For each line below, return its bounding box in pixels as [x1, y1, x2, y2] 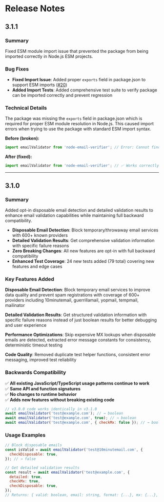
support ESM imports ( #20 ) [12, 82, 67, 88]
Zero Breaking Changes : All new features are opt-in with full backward [12, 248, 155, 253]
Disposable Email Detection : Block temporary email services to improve [5, 287, 150, 293]
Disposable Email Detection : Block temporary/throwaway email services [12, 227, 159, 233]
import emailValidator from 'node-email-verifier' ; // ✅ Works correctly [5, 163, 160, 168]
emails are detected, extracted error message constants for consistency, [5, 337, 151, 343]
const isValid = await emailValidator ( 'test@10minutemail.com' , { [5, 447, 143, 453]
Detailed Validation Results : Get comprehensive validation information [12, 237, 155, 243]
